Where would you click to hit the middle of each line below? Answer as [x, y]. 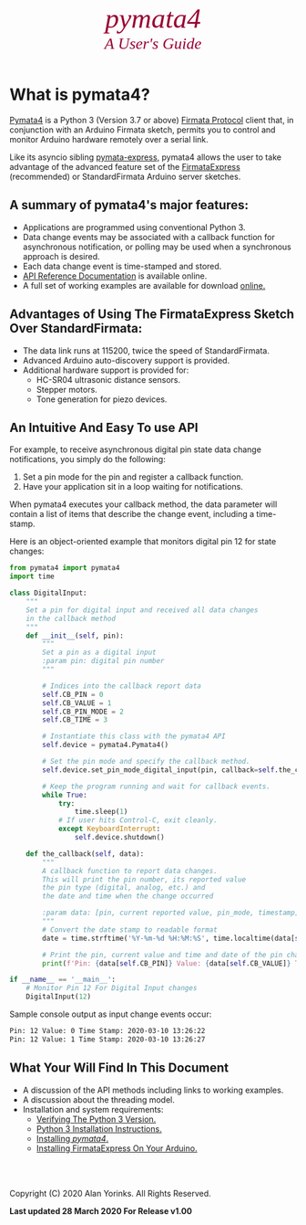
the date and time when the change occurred [128, 896]
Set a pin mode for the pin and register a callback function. [133, 477]
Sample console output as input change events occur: [111, 1014]
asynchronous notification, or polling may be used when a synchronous [157, 247]
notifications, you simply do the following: [87, 459]
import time [32, 576]
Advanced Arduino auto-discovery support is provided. [126, 360]
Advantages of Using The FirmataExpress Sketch [152, 315]
